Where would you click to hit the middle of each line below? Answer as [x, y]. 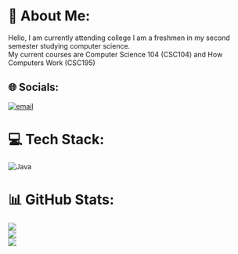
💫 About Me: [49, 16]
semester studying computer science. [69, 45]
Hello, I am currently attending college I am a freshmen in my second [119, 38]
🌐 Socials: [34, 87]
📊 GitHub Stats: [61, 200]
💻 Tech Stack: [56, 139]
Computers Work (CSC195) [52, 63]
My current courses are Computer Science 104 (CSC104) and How [115, 54]
